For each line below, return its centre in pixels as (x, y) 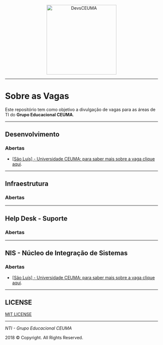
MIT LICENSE (18, 314)
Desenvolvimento (32, 134)
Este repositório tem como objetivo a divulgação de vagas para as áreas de (80, 110)
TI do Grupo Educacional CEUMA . (40, 114)
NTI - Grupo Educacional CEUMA (38, 328)
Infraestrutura (27, 184)
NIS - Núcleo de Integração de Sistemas (66, 253)
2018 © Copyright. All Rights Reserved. (44, 337)
